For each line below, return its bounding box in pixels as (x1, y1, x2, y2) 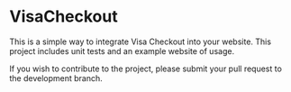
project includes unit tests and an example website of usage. (9, 45, 235, 56)
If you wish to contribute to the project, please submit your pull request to (9, 63, 282, 74)
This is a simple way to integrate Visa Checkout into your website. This (9, 36, 272, 47)
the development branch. (9, 72, 104, 83)
